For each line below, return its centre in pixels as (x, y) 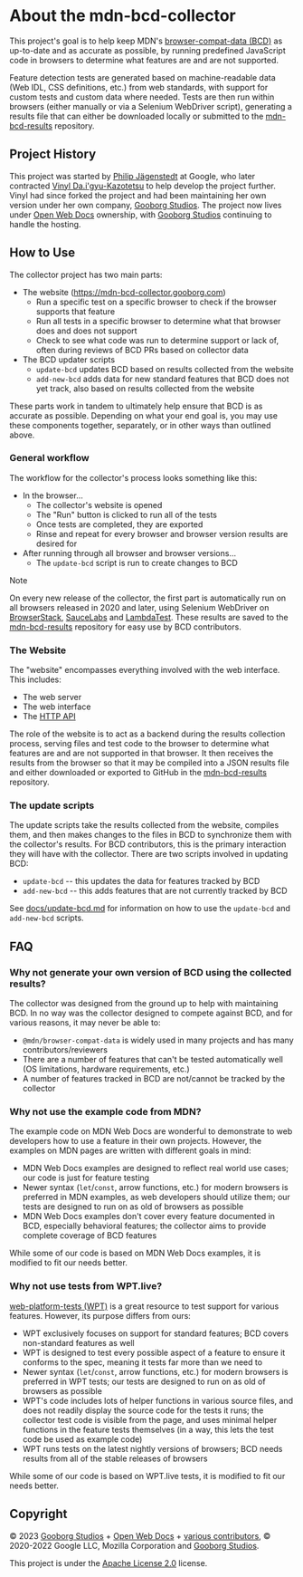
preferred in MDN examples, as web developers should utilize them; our (156, 1197)
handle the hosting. (45, 224)
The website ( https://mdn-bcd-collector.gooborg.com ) (124, 292)
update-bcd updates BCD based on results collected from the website (165, 369)
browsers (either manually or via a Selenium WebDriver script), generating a (151, 106)
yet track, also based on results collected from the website (145, 388)
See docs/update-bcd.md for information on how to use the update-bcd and (150, 909)
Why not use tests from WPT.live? (86, 1286)
